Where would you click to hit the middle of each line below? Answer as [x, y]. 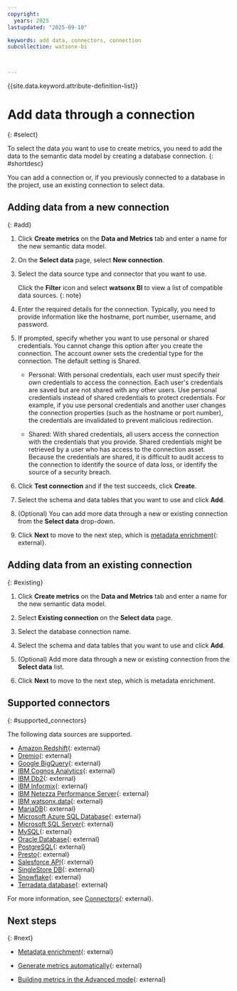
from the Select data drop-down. [66, 521]
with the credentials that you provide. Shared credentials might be [125, 442]
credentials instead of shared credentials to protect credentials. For [127, 397]
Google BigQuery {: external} [59, 763]
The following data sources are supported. [70, 734]
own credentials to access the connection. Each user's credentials [126, 382]
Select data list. [41, 667]
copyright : [23, 14]
